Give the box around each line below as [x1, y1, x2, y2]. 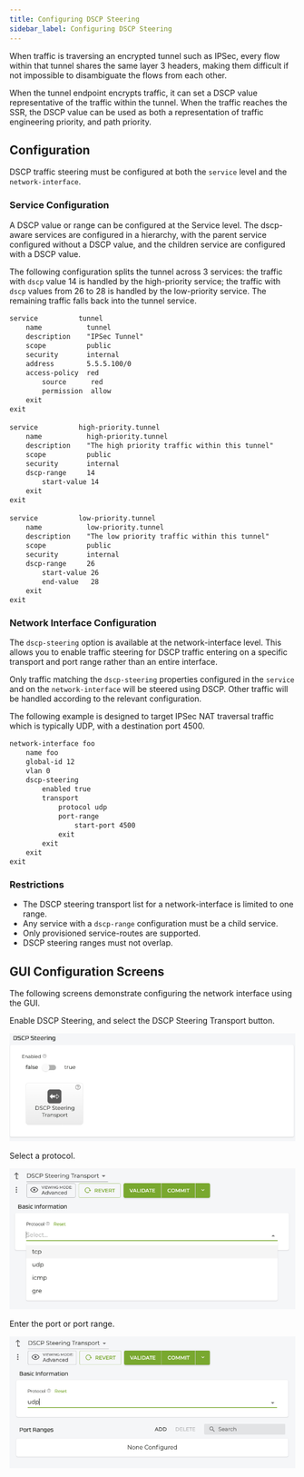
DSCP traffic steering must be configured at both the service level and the [9, 166, 288, 177]
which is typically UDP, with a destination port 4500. [9, 720, 206, 731]
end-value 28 [42, 577, 100, 586]
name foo [25, 748, 59, 758]
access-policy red [25, 368, 100, 377]
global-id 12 [25, 757, 75, 767]
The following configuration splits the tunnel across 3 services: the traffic [9, 266, 283, 277]
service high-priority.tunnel [9, 422, 161, 431]
